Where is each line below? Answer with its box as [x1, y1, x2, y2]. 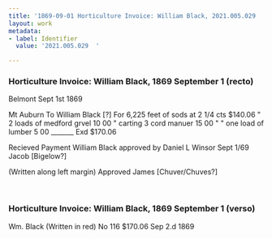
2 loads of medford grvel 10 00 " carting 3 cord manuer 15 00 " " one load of [8, 118, 264, 128]
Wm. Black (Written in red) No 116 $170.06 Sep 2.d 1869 [8, 221, 195, 231]
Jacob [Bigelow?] [8, 152, 67, 161]
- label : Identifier [8, 34, 79, 43]
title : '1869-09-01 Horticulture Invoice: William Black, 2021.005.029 [8, 11, 256, 20]
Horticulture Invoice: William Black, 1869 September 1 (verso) [8, 203, 256, 215]
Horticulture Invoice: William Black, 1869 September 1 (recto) [8, 76, 254, 87]
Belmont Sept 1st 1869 [8, 94, 83, 104]
